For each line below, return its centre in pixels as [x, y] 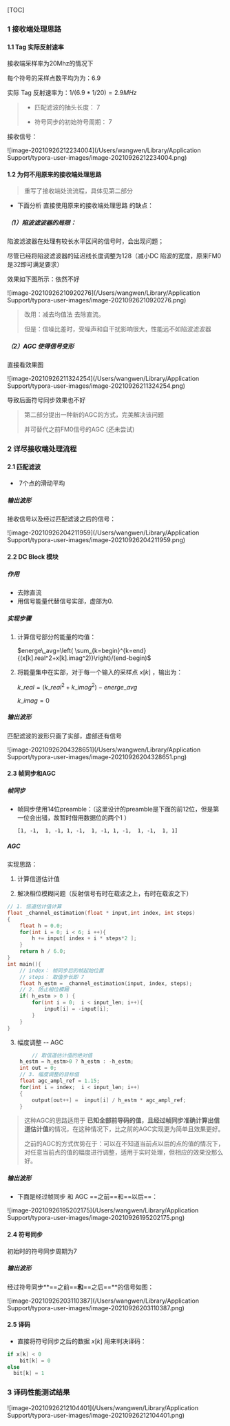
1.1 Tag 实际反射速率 [35, 47]
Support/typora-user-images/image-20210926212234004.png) [97, 158]
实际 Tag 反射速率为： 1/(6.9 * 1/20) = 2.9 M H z [72, 93]
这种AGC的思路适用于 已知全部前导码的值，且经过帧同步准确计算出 [119, 1120]
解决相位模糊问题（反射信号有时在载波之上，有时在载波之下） [105, 893]
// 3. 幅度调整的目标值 [49, 1075]
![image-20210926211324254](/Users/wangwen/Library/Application [103, 379]
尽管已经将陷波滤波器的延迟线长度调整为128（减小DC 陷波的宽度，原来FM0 [114, 256]
